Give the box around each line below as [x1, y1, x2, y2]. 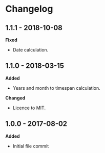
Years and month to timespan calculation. [12, 85, 101, 91]
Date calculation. [12, 47, 49, 53]
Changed [5, 95, 26, 101]
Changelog [5, 3, 53, 15]
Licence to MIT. [12, 105, 46, 111]
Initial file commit [12, 143, 49, 149]
